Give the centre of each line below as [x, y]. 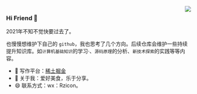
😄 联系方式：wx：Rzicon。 [48, 86]
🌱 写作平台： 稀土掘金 [40, 71]
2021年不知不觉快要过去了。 [40, 32]
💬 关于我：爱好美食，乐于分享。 [53, 78]
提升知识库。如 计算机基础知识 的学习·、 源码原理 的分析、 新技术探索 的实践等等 [93, 51]
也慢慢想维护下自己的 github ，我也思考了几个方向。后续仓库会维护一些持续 [97, 44]
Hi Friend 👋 [22, 18]
